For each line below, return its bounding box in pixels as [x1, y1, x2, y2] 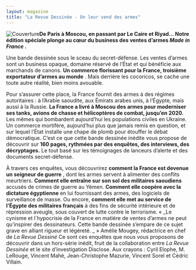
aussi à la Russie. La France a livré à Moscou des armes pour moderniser [6, 103, 187, 110]
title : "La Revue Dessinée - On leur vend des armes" [6, 14, 141, 20]
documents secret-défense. [6, 153, 74, 160]
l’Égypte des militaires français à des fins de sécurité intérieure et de [6, 202, 175, 209]
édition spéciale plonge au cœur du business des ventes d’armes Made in [6, 36, 190, 44]
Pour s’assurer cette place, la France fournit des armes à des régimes [6, 91, 175, 98]
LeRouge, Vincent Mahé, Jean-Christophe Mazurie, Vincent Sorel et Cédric [6, 252, 188, 259]
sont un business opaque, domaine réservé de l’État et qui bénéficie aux [6, 60, 181, 68]
